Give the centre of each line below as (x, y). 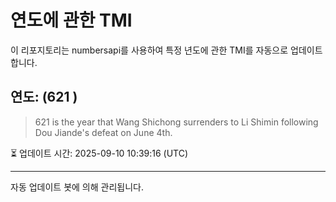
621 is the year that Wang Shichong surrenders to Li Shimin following (176, 122)
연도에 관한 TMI (71, 20)
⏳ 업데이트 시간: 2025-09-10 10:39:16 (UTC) (99, 153)
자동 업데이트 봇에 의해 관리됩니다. (77, 187)
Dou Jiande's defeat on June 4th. (103, 132)
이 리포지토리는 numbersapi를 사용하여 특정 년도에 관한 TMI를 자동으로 (149, 50)
